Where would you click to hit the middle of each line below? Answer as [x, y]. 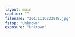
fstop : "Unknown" [23, 23]
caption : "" [17, 14]
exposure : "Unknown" [26, 27]
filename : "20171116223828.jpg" [38, 18]
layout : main [18, 9]
